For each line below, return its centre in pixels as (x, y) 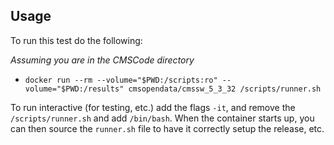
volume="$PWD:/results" (74, 89)
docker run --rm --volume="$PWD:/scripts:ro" (121, 80)
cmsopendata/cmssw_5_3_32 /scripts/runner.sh (225, 89)
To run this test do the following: (76, 40)
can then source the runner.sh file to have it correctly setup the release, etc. (167, 128)
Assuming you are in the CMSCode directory (102, 60)
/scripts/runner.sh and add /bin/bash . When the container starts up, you (162, 118)
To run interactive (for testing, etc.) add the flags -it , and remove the (153, 107)
